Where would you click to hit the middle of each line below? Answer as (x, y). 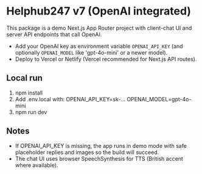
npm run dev (31, 112)
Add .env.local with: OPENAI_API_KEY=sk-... (70, 99)
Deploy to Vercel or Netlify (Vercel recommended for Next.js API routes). (106, 59)
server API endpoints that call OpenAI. (54, 34)
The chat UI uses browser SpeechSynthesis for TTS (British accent (99, 158)
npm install (29, 93)
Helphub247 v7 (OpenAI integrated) (99, 11)
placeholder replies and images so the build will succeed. (87, 152)
